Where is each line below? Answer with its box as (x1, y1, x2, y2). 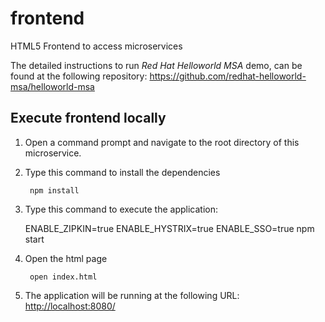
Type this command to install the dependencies (24, 166, 221, 178)
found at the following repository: (10, 70, 148, 82)
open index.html (29, 272, 98, 282)
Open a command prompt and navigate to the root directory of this (24, 136, 300, 148)
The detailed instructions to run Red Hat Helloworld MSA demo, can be (10, 59, 303, 71)
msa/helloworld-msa (10, 80, 95, 92)
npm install (29, 185, 80, 196)
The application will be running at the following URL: (24, 289, 240, 301)
